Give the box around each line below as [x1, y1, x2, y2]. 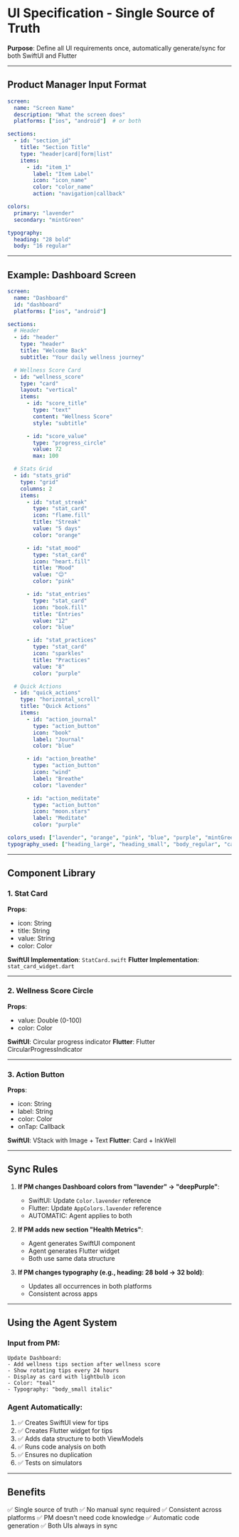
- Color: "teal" [7, 1379, 55, 1386]
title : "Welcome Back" [20, 348, 87, 355]
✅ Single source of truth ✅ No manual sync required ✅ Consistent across [7, 1505, 222, 1513]
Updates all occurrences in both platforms [28, 1282, 152, 1290]
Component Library [7, 867, 96, 879]
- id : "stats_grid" [14, 472, 72, 480]
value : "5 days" [33, 525, 81, 532]
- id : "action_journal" [26, 716, 97, 723]
